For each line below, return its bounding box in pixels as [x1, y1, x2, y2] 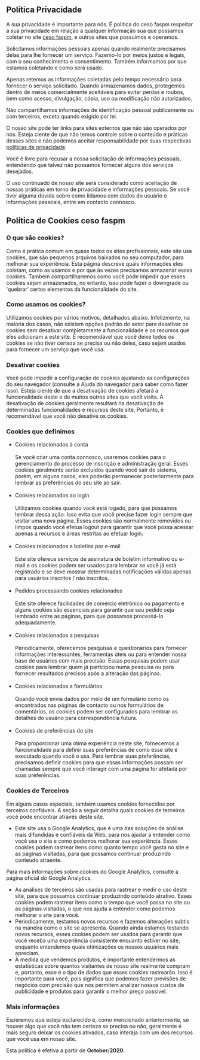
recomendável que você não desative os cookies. [6, 412, 128, 420]
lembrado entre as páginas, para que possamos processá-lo [14, 613, 164, 620]
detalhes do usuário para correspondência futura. [14, 715, 138, 722]
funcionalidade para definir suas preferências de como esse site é [14, 746, 178, 754]
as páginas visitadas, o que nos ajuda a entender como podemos [14, 905, 176, 912]
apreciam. [14, 949, 40, 956]
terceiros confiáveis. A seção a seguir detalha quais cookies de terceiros [6, 806, 185, 813]
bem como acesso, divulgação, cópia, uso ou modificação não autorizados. [6, 95, 192, 102]
